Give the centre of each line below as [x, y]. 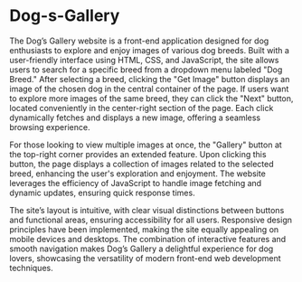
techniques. [31, 268]
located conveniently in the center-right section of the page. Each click [142, 108]
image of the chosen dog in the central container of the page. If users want [149, 89]
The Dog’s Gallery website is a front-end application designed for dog [139, 41]
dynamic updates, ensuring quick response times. [103, 193]
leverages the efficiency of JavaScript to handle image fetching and [136, 183]
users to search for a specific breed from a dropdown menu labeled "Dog [146, 70]
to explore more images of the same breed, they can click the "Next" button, [151, 98]
